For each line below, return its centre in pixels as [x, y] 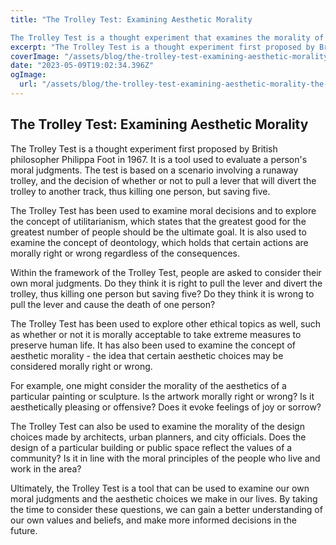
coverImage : [35, 56]
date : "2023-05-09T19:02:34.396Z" [82, 66]
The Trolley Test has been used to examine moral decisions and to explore [163, 210]
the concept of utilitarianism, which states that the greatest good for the [158, 221]
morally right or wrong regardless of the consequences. [125, 253]
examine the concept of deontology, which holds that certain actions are [159, 242]
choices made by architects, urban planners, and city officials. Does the [158, 437]
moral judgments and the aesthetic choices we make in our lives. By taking [164, 498]
